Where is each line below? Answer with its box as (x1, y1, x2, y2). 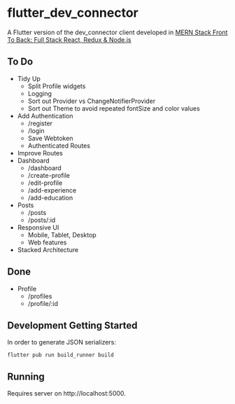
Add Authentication (17, 111, 73, 120)
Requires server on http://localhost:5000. (7, 389, 126, 398)
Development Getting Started (7, 319, 138, 331)
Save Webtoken (27, 134, 73, 142)
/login (27, 126, 45, 134)
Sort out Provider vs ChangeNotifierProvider (27, 97, 156, 105)
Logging (27, 89, 52, 97)
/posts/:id (27, 216, 56, 224)
